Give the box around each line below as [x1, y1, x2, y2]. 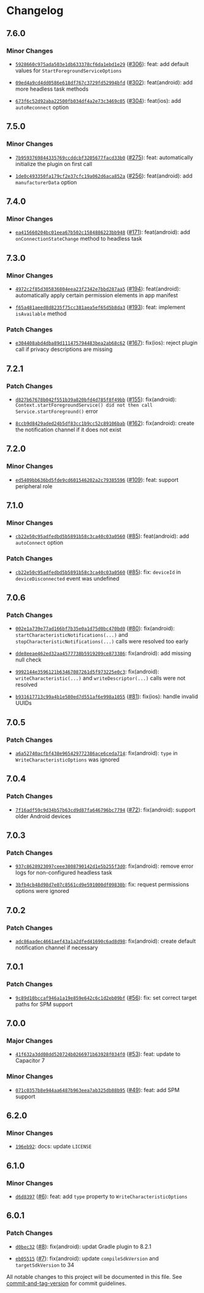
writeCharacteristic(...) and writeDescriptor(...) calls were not [15, 674, 186, 682]
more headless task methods [15, 85, 89, 92]
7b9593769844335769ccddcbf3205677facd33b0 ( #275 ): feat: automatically [15, 154, 194, 161]
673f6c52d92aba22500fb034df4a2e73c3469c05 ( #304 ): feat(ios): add [15, 97, 181, 104]
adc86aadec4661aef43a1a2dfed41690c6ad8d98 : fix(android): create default [15, 938, 196, 945]
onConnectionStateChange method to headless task [15, 235, 143, 243]
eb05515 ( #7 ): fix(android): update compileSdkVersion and [15, 1254, 159, 1262]
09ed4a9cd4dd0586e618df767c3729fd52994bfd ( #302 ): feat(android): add [15, 78, 193, 86]
